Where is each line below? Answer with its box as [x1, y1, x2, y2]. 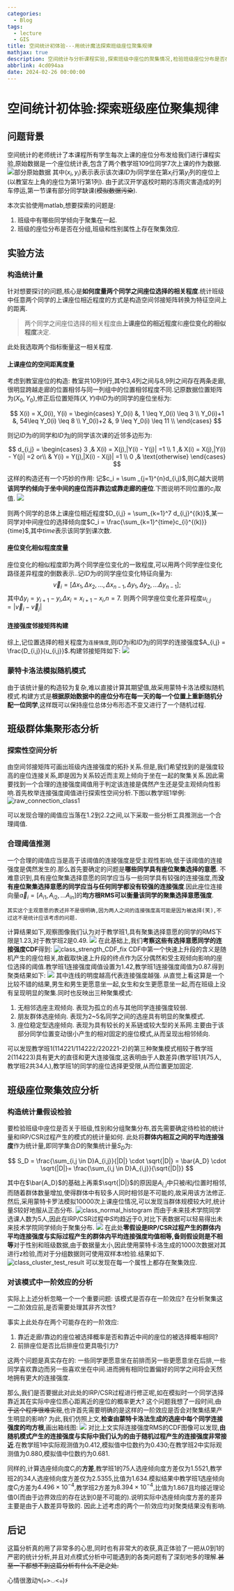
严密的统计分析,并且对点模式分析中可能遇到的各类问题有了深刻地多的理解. [7, 1553, 219, 1561]
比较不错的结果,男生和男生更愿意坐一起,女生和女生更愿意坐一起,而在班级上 [7, 980, 221, 988]
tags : [7, 23, 23, 30]
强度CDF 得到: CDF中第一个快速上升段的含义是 [13, 945, 221, 953]
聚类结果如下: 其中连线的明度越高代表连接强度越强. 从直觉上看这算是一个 [7, 971, 224, 980]
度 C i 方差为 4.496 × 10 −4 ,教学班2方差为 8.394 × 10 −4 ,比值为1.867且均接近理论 [7, 1482, 225, 1493]
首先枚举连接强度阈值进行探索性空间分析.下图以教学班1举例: [15, 789, 186, 797]
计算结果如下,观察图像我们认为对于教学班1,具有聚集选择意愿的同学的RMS [7, 928, 216, 936]
